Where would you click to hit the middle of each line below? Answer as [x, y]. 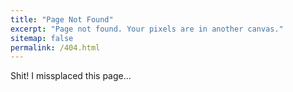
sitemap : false [42, 38]
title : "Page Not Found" [62, 19]
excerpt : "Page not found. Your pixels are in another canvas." [147, 29]
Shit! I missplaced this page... [71, 76]
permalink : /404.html [55, 47]
